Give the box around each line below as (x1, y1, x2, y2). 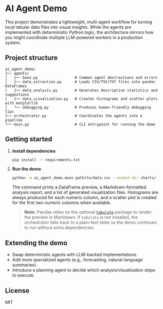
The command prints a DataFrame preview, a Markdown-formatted (12, 184, 146, 190)
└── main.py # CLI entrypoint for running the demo (5, 122, 156, 127)
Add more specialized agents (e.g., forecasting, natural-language (12, 257, 143, 263)
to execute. (12, 273, 35, 278)
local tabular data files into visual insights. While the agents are (5, 24, 131, 30)
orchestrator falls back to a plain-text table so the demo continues (24, 220, 157, 225)
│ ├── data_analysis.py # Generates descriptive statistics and (5, 88, 158, 93)
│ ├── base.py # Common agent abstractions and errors (5, 75, 158, 80)
